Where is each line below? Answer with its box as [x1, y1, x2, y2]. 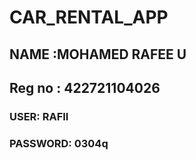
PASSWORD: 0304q [9, 136, 109, 150]
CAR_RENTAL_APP [9, 6, 169, 29]
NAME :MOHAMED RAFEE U [9, 46, 187, 63]
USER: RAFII [9, 109, 69, 123]
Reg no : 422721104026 [9, 79, 161, 96]
